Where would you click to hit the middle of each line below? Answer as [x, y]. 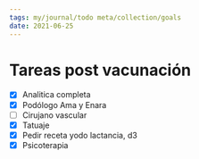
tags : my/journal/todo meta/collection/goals [95, 17]
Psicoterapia [45, 145]
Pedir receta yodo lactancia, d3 [80, 135]
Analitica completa [56, 95]
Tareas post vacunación [100, 70]
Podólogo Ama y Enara [64, 105]
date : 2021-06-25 [41, 26]
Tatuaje [36, 125]
